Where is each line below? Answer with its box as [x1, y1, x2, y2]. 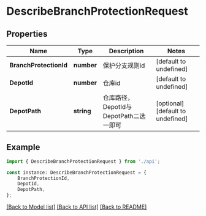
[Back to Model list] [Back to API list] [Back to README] [6, 203, 147, 210]
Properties [6, 29, 48, 39]
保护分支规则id [102, 61, 145, 70]
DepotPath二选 [102, 112, 146, 120]
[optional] [156, 99, 185, 108]
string [73, 107, 91, 115]
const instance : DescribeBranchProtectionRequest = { [6, 169, 147, 176]
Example [6, 142, 40, 152]
